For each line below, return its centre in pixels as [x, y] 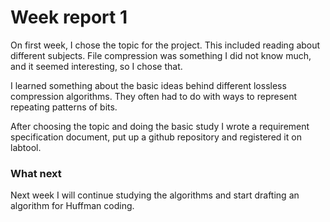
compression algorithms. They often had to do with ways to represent [154, 96]
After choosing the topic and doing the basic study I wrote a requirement [160, 126]
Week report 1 [69, 17]
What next [36, 173]
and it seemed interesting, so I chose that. [96, 66]
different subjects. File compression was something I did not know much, [161, 55]
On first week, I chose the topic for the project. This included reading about [165, 45]
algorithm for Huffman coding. [72, 206]
